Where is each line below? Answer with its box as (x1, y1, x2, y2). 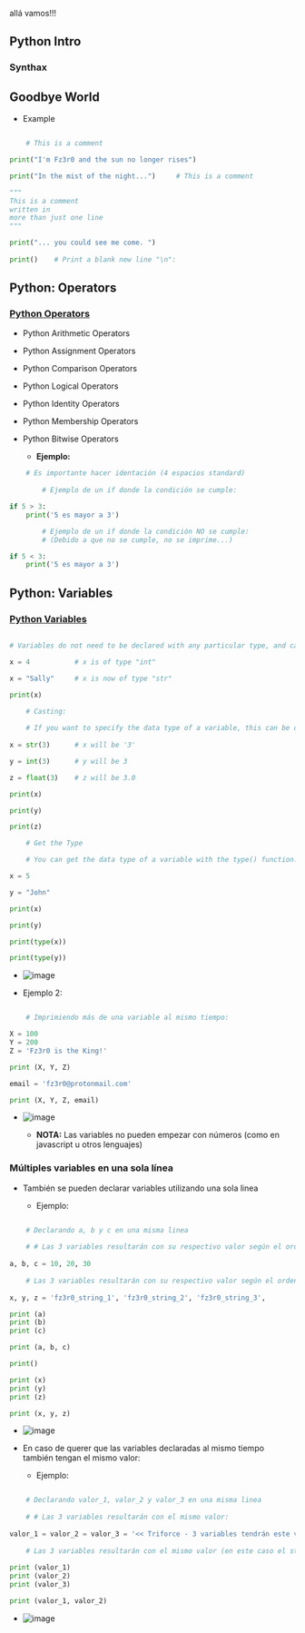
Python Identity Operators (22, 399, 120, 410)
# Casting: (25, 707, 67, 716)
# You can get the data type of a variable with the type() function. (25, 856, 299, 865)
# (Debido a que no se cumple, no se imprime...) (42, 535, 233, 544)
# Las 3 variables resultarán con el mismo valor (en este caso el (25, 1546, 286, 1556)
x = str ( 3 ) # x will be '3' (9, 740, 136, 749)
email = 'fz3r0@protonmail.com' (9, 1079, 132, 1088)
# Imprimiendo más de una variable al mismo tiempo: (25, 1013, 230, 1023)
